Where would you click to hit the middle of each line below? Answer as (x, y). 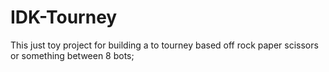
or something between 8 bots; (72, 55)
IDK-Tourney (64, 17)
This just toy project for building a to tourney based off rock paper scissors (164, 45)
